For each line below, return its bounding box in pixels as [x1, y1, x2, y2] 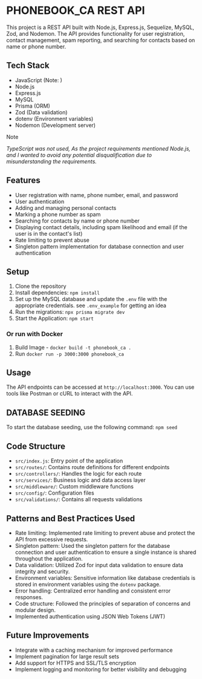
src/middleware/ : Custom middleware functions [15, 483, 134, 490]
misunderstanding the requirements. [6, 158, 97, 165]
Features [6, 175, 41, 186]
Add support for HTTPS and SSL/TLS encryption [15, 659, 136, 666]
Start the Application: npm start [15, 315, 94, 322]
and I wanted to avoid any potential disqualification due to [6, 151, 152, 158]
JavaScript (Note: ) [15, 76, 62, 83]
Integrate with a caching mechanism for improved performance [15, 646, 173, 654]
